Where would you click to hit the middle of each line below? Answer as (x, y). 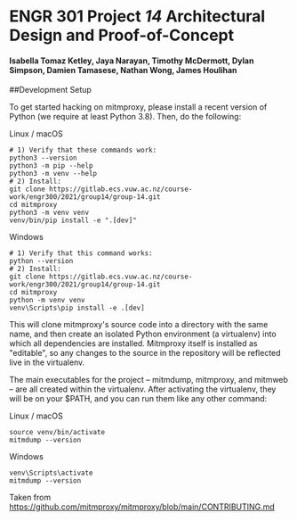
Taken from (30, 498)
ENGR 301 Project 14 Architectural (137, 17)
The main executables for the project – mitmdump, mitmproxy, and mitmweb (149, 380)
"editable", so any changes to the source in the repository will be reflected (145, 353)
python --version (41, 261)
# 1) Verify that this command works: (81, 253)
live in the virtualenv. (47, 362)
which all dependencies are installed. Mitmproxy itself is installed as (133, 343)
